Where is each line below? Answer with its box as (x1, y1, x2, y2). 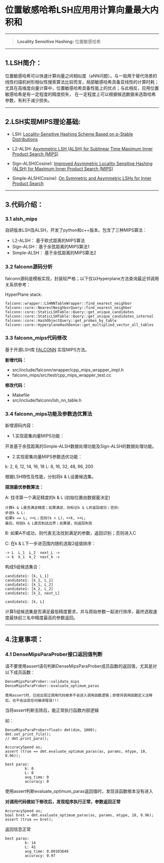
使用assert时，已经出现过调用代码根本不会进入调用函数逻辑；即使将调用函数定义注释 (5, 693, 153, 698)
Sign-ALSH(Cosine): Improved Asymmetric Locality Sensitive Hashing (12, 160, 153, 166)
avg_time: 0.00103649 (24, 849, 69, 854)
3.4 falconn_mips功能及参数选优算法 (5, 410, 93, 417)
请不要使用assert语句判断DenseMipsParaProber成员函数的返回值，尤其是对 (5, 663, 157, 669)
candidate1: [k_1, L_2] (5, 582, 54, 587)
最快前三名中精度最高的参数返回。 (9, 615, 78, 621)
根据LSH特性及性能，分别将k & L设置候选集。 (5, 474, 96, 480)
